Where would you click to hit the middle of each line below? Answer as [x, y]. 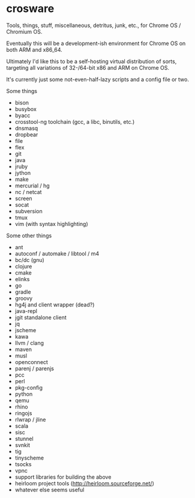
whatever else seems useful [49, 490]
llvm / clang [29, 343]
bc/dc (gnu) [30, 260]
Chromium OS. [24, 31]
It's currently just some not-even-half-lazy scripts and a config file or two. [97, 79]
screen [23, 198]
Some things [22, 91]
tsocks [23, 464]
